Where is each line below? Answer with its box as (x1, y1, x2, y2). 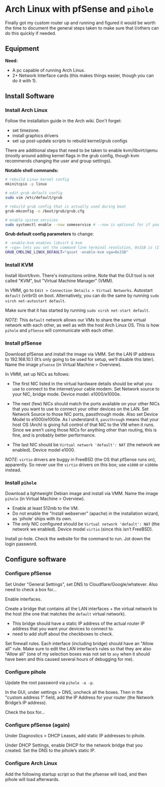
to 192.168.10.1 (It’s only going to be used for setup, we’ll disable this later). (5, 356, 155, 362)
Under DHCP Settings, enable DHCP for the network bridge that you (5, 742, 143, 748)
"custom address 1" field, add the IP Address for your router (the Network (5, 694, 154, 700)
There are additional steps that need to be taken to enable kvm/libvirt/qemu (5, 147, 158, 153)
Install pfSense (5, 340, 42, 347)
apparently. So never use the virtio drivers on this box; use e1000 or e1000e (5, 462, 159, 467)
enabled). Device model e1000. (12, 447, 75, 453)
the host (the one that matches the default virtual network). (5, 610, 126, 617)
